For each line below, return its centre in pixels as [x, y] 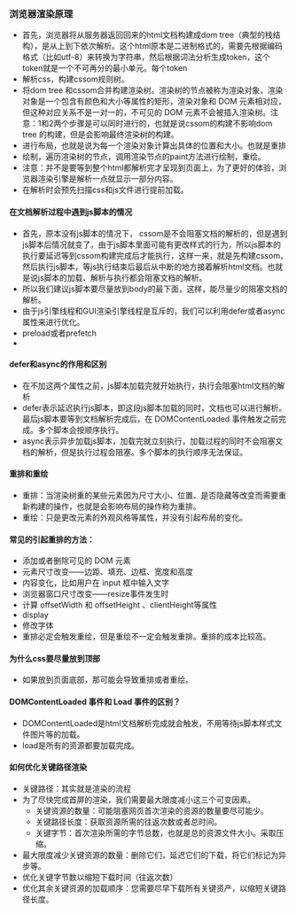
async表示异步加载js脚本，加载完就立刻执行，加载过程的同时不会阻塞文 [152, 441]
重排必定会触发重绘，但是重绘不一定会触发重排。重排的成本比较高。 [146, 637]
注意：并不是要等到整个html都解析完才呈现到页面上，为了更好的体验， [150, 168]
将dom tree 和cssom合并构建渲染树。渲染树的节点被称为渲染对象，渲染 [152, 90]
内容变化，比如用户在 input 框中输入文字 [96, 583]
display [35, 615]
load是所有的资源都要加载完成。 [81, 745]
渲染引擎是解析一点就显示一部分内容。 [108, 179]
